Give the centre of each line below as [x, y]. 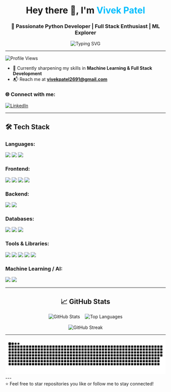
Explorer [85, 33]
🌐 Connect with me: [31, 95]
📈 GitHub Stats [85, 302]
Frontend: [18, 169]
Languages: [20, 144]
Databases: [20, 218]
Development [27, 74]
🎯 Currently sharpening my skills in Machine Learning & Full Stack [82, 68]
